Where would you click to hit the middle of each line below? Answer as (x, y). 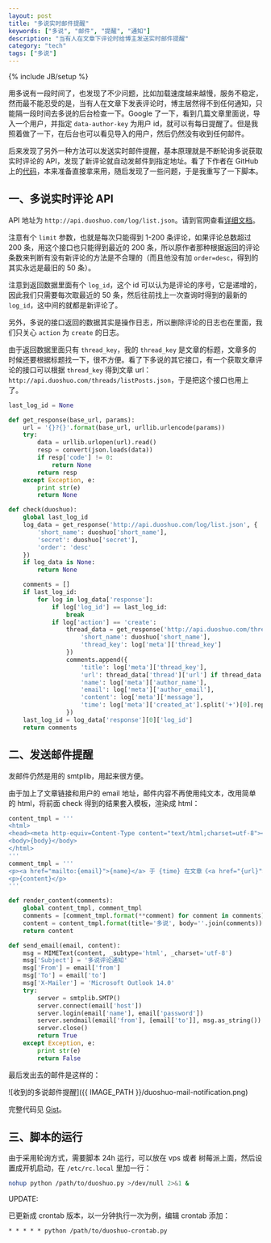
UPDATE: (23, 1199)
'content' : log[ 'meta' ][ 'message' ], (142, 698)
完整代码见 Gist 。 (37, 1109)
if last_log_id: (50, 592)
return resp (58, 473)
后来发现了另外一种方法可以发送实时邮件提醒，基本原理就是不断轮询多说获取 (135, 151)
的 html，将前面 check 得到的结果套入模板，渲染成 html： (104, 803)
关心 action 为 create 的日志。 (73, 332)
